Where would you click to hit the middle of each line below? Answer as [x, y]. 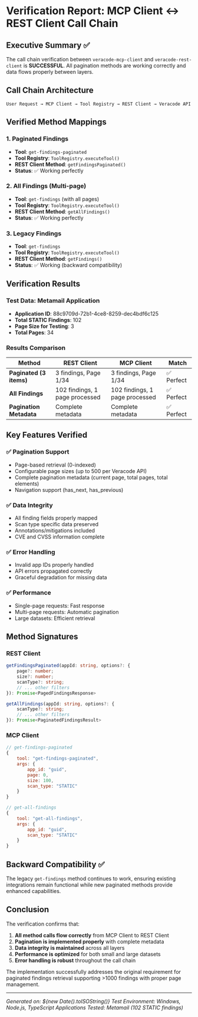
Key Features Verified [47, 435]
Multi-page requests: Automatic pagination [67, 612]
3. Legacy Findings [34, 233]
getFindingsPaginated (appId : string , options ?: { [68, 666]
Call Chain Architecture [50, 91]
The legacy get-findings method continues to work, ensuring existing [91, 878]
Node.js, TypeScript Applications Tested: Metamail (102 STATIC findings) [95, 1008]
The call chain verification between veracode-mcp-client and [80, 59]
